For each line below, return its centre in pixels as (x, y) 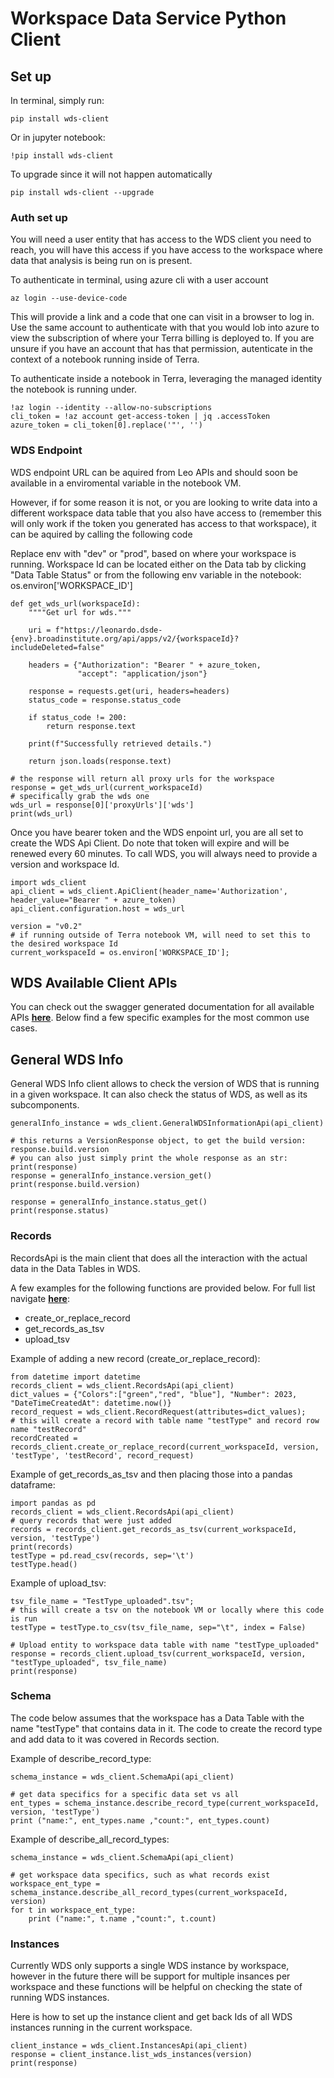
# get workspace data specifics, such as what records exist (140, 1875)
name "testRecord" (48, 1429)
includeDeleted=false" (57, 647)
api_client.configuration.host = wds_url (98, 908)
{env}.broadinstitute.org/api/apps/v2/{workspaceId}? (125, 638)
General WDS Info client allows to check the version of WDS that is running (165, 1084)
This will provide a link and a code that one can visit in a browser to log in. (162, 317)
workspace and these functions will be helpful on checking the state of (156, 1987)
